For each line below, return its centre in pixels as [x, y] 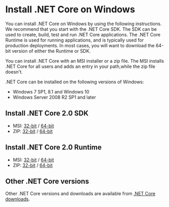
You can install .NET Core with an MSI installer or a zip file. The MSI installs [85, 61]
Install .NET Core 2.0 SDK [47, 113]
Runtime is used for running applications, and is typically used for [74, 40]
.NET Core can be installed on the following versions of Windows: [75, 82]
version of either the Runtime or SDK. [51, 51]
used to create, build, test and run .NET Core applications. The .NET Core [83, 34]
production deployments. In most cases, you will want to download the [80, 45]
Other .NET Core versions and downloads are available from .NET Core [80, 194]
